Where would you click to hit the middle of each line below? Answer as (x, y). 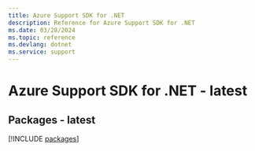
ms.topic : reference (42, 37)
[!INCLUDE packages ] (44, 139)
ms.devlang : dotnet (40, 45)
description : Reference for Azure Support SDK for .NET (102, 23)
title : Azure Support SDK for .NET (67, 15)
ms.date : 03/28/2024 (42, 30)
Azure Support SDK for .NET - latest (128, 91)
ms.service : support (42, 52)
